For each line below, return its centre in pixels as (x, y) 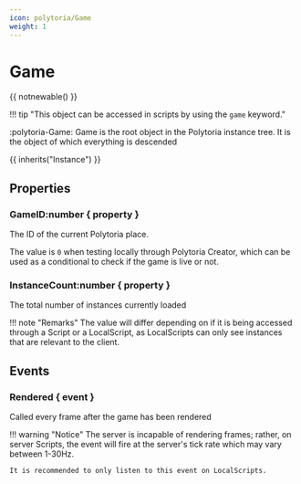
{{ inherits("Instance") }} (55, 160)
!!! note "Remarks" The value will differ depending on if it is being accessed (151, 323)
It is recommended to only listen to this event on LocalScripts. (138, 471)
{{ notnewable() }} (43, 97)
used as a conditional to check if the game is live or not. (114, 262)
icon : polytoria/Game (51, 18)
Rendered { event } (52, 396)
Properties (40, 188)
